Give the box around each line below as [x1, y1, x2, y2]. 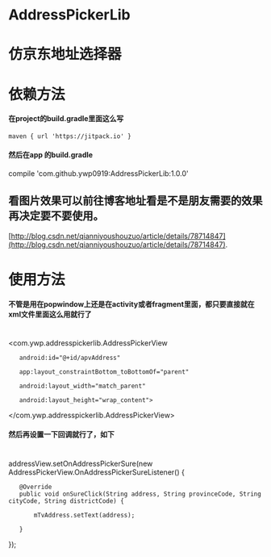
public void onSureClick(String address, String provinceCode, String [19, 490, 262, 498]
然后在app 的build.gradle [8, 150, 94, 160]
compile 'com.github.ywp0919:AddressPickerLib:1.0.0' [8, 168, 189, 178]
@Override [19, 483, 52, 491]
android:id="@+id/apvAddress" [19, 354, 121, 362]
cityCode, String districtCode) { [8, 496, 125, 505]
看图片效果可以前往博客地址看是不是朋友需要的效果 [8, 194, 263, 207]
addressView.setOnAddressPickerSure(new [8, 459, 153, 468]
